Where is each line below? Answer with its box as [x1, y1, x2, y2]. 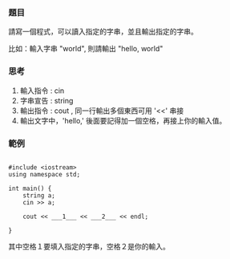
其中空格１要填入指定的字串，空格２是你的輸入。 [8, 241, 170, 251]
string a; [22, 191, 56, 200]
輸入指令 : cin [19, 86, 65, 95]
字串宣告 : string [19, 95, 74, 105]
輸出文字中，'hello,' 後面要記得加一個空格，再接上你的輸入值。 [19, 115, 227, 125]
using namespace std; [8, 170, 81, 178]
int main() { [8, 184, 52, 192]
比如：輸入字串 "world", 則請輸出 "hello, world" [8, 44, 163, 54]
